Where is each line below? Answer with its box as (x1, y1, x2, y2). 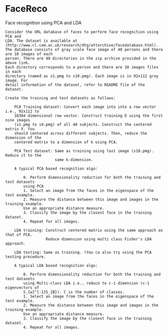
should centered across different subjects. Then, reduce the (14, 130, 147, 136)
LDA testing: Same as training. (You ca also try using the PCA (14, 250, 152, 255)
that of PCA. (5, 232, 33, 237)
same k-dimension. (54, 157, 94, 162)
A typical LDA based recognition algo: (14, 263, 98, 268)
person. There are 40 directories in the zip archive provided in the (5, 56, 156, 61)
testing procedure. (5, 254, 46, 259)
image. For (5, 78, 28, 83)
